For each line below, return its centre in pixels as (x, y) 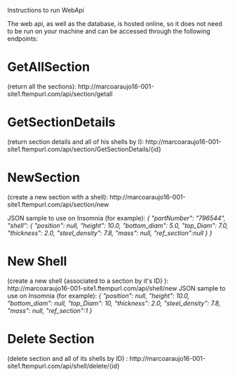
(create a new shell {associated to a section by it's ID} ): (88, 281)
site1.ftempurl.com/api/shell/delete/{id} (64, 366)
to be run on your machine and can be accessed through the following (109, 31)
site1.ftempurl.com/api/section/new (58, 204)
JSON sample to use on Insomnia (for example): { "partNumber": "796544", (116, 218)
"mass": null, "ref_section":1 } (50, 310)
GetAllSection (48, 67)
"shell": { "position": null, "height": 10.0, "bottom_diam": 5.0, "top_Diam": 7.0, (118, 225)
